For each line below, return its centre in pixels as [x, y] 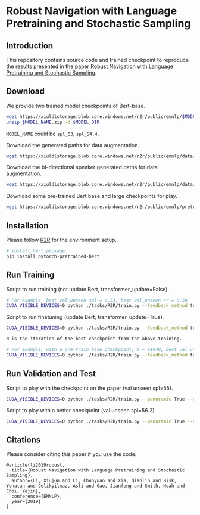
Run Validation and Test [51, 374]
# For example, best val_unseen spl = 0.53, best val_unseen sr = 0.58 [97, 300]
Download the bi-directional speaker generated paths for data [82, 167]
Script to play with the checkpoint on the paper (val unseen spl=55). [90, 388]
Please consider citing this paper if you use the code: [71, 454]
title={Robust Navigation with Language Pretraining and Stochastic [98, 470]
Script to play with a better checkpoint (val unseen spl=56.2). [81, 410]
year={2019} [26, 502]
